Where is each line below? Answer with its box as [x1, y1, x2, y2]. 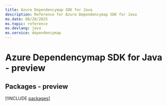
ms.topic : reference [5, 21, 48, 26]
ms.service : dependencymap [5, 30, 61, 35]
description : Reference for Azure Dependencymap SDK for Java [5, 12, 137, 17]
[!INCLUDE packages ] [5, 96, 50, 101]
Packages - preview [5, 82, 68, 91]
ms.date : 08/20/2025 [5, 16, 48, 21]
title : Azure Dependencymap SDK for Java [5, 7, 93, 12]
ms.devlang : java [5, 26, 41, 31]
